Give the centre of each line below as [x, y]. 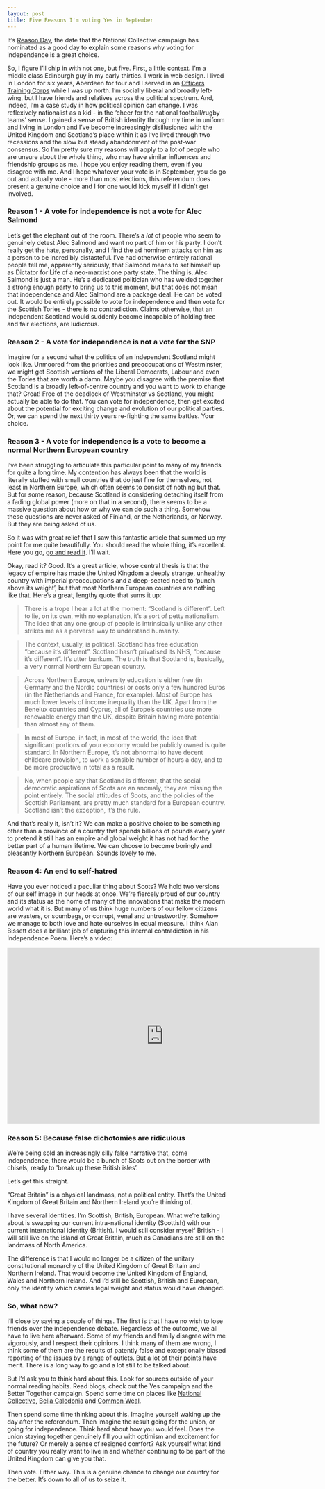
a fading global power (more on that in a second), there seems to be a [107, 502]
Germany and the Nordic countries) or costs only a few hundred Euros [125, 688]
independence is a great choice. [53, 55]
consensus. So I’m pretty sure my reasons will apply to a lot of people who [114, 149]
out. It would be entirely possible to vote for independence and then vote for [116, 301]
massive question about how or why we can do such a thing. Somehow [109, 509]
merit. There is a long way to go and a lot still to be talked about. [99, 1365]
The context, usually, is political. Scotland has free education [111, 644]
